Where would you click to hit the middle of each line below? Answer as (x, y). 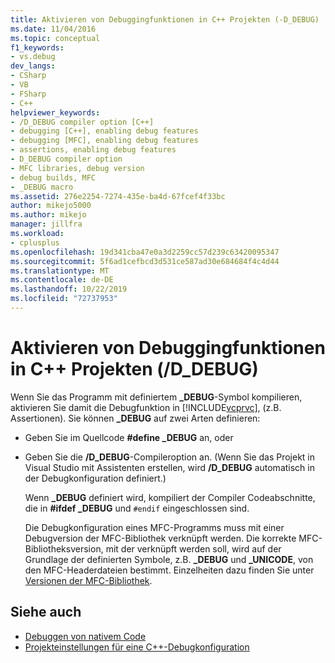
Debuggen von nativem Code (85, 636)
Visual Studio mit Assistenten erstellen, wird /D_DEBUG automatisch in (169, 467)
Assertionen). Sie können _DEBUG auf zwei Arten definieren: (135, 418)
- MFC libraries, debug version (77, 168)
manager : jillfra (46, 224)
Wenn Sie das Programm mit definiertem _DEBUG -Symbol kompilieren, (156, 397)
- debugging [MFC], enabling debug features (104, 141)
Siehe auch (46, 612)
